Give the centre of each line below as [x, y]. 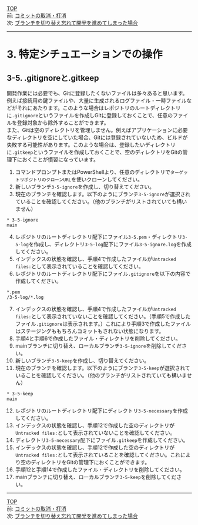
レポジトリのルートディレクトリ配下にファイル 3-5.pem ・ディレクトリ [99, 237]
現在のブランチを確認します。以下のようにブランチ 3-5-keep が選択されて [103, 368]
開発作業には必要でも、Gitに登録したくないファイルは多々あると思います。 [97, 93]
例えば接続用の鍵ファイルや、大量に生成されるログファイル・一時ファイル [97, 100]
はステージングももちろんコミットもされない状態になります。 [90, 331]
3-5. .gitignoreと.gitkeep [53, 78]
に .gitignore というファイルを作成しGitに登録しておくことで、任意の [90, 115]
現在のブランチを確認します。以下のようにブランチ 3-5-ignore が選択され [103, 194]
